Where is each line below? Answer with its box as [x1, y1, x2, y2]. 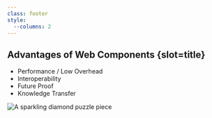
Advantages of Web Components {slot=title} [7, 49, 206, 60]
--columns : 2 [13, 23, 52, 30]
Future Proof [17, 82, 54, 90]
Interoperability [17, 74, 61, 83]
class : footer [7, 10, 49, 17]
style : [7, 17, 26, 24]
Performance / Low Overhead [17, 67, 103, 76]
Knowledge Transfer [17, 90, 77, 98]
